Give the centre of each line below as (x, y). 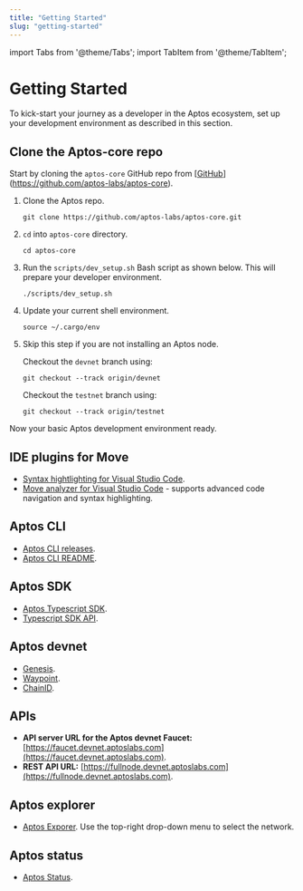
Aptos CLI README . (60, 557)
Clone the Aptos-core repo (86, 152)
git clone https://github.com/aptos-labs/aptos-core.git (132, 218)
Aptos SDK (41, 587)
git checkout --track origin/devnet (91, 378)
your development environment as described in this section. (121, 123)
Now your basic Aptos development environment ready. (113, 429)
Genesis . (39, 668)
